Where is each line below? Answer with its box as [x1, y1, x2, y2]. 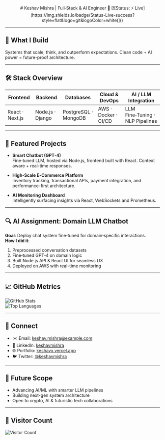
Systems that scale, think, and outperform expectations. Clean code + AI [5, 49, 152, 55]
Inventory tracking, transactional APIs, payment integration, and [12, 178, 141, 184]
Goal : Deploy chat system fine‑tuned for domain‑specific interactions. [5, 233, 146, 239]
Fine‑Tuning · [125, 111, 156, 118]
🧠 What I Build [5, 36, 49, 45]
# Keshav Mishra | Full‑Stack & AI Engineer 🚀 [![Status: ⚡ [20, 5, 134, 11]
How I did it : [5, 238, 30, 244]
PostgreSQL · [62, 108, 93, 115]
